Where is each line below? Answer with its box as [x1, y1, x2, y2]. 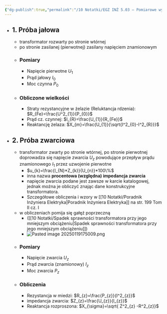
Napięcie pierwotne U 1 [26, 68, 73, 75]
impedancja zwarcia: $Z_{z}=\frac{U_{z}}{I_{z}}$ [26, 298, 128, 304]
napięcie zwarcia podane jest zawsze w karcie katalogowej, [26, 178, 150, 184]
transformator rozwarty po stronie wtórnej [19, 39, 106, 45]
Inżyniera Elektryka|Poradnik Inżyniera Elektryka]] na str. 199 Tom [26, 199, 162, 205]
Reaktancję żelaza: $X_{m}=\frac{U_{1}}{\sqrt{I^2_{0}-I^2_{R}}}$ [26, 121, 160, 127]
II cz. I [26, 205, 39, 210]
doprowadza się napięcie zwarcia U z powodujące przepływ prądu [19, 155, 155, 162]
